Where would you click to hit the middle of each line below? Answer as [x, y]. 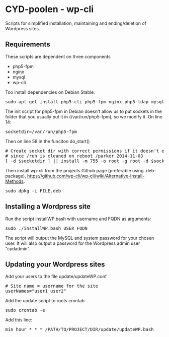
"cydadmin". [18, 248]
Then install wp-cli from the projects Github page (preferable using [74, 170]
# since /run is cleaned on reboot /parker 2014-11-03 [74, 156]
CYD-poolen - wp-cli [50, 9]
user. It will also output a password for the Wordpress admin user [73, 243]
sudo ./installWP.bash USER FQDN [47, 228]
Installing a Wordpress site [48, 207]
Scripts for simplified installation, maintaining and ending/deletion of [76, 23]
